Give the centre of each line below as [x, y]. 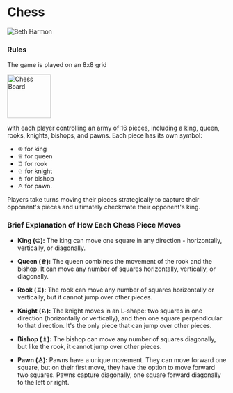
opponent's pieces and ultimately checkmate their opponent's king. [104, 207]
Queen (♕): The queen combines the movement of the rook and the [114, 261]
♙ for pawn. [34, 186]
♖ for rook [32, 164]
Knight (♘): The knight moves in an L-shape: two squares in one [110, 311]
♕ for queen [35, 156]
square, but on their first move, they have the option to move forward [116, 367]
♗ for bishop [35, 179]
